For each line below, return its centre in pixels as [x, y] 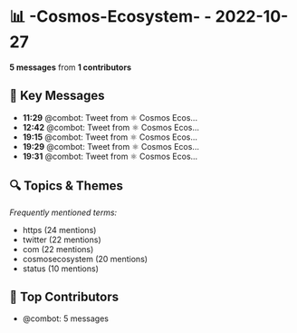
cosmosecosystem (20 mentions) [85, 259]
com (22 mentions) [58, 249]
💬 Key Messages [57, 96]
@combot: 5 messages [65, 318]
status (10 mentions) [61, 269]
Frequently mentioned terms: [63, 212]
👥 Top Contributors [64, 296]
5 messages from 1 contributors [70, 67]
